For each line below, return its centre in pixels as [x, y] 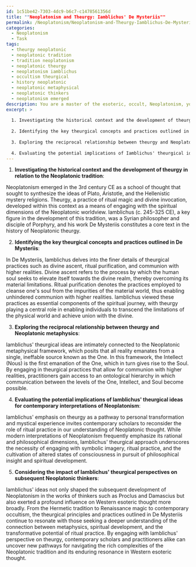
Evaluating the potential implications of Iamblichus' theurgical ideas [99, 399]
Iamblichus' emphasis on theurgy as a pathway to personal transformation [95, 417]
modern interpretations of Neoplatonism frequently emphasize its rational [94, 436]
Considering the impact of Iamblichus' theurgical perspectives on [96, 472]
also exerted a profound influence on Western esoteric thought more [88, 502]
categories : [20, 28]
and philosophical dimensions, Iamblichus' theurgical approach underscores [98, 442]
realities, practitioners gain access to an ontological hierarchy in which [91, 376]
